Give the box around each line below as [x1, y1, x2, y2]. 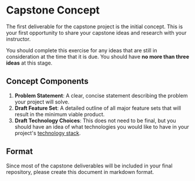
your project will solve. [14, 98, 69, 105]
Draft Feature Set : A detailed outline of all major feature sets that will [14, 104, 181, 112]
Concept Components [6, 76, 89, 86]
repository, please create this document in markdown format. [6, 168, 154, 175]
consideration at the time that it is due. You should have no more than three [6, 53, 190, 60]
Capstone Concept [6, 4, 100, 17]
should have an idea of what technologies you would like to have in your [14, 123, 189, 130]
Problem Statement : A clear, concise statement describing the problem [14, 92, 188, 99]
